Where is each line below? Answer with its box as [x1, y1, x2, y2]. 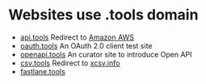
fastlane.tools [19, 66, 66, 76]
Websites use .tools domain [8, 6, 199, 24]
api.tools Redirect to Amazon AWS [19, 32, 135, 42]
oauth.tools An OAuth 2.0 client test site [19, 40, 153, 50]
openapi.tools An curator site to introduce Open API [19, 49, 192, 59]
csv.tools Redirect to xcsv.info [19, 58, 120, 68]
